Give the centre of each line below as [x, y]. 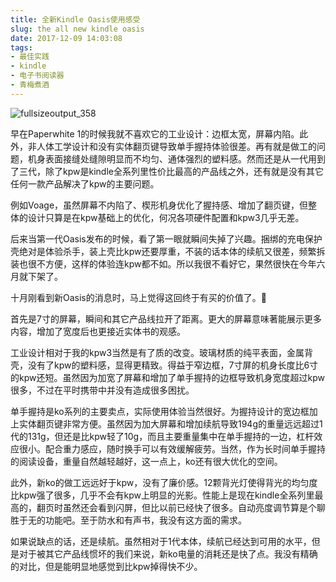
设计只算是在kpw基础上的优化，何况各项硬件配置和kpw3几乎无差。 [166, 217]
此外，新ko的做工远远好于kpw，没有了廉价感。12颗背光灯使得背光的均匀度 [164, 482]
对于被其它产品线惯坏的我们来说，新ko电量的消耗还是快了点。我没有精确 [168, 553]
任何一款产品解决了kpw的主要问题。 [85, 183]
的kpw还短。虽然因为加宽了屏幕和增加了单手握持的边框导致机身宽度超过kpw [167, 377]
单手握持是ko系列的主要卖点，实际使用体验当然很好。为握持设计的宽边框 [160, 411]
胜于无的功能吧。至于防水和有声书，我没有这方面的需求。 [128, 520]
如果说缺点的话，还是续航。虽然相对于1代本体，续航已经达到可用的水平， [161, 541]
